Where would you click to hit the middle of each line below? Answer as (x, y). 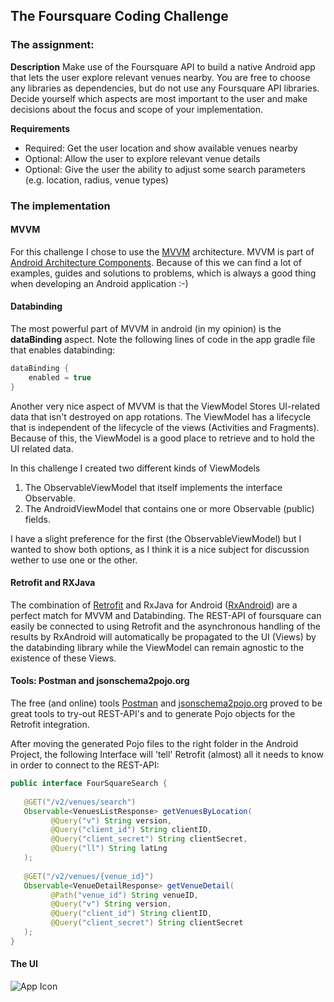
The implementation (60, 206)
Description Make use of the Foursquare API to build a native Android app (163, 66)
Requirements (40, 128)
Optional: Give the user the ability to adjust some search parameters (165, 169)
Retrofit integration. (50, 725)
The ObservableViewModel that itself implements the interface (153, 487)
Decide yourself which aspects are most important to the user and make (159, 98)
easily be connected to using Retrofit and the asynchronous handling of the (165, 626)
